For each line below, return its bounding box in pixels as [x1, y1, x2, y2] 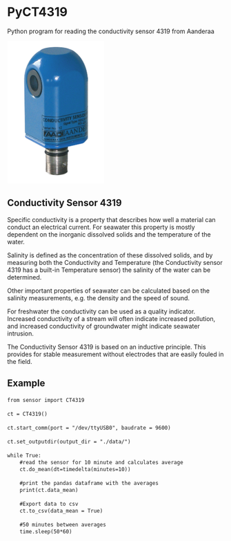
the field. [7, 357, 32, 365]
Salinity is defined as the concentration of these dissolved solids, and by [7, 250, 213, 259]
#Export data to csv [19, 500, 79, 507]
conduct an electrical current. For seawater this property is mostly [7, 223, 195, 231]
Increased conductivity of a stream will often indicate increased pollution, [7, 314, 216, 322]
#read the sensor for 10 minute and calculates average [19, 459, 184, 466]
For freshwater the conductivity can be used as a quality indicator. [7, 307, 196, 315]
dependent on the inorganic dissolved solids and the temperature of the [7, 230, 212, 239]
